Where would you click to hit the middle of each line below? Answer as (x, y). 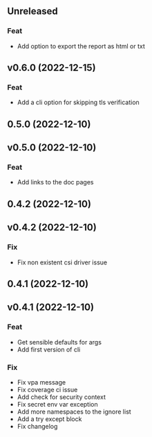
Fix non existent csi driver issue (62, 262)
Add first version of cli (49, 349)
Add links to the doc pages (55, 182)
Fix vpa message (41, 382)
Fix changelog (37, 426)
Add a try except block (49, 419)
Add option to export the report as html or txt (81, 46)
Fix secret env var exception (57, 404)
